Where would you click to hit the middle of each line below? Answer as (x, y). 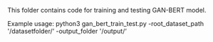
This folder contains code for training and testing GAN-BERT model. (107, 10)
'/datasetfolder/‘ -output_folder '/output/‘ (67, 31)
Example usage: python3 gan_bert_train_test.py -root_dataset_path (106, 23)
